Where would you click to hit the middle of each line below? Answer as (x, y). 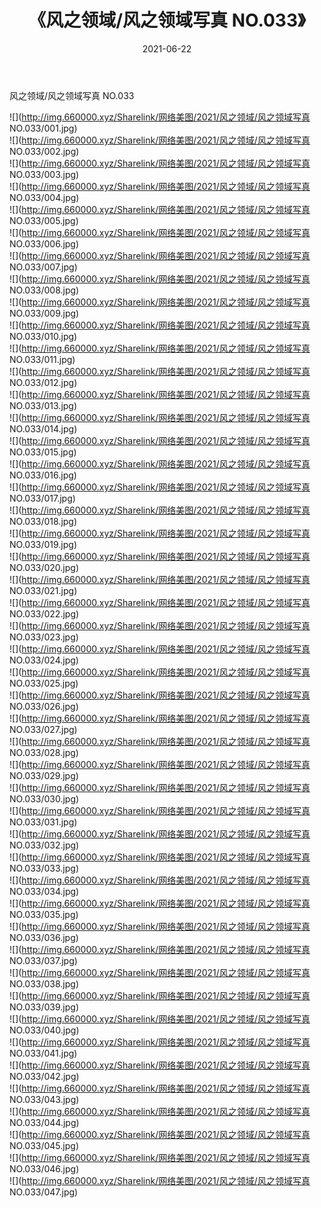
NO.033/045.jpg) (44, 1145)
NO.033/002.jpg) (44, 151)
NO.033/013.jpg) (43, 405)
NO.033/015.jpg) (43, 452)
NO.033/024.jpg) (44, 660)
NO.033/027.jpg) (43, 729)
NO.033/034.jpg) (44, 891)
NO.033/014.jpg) (43, 428)
